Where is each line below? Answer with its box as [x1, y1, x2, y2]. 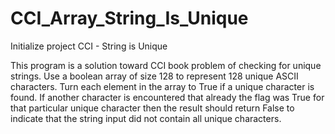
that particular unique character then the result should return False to [10, 102, 295, 114]
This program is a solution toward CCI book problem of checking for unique [10, 59, 322, 71]
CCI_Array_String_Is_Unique [10, 7, 249, 30]
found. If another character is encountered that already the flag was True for [10, 91, 325, 103]
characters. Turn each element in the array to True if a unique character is [10, 80, 315, 92]
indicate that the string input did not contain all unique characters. [10, 112, 282, 124]
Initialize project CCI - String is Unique [10, 40, 168, 52]
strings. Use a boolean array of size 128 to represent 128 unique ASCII [10, 70, 299, 82]
